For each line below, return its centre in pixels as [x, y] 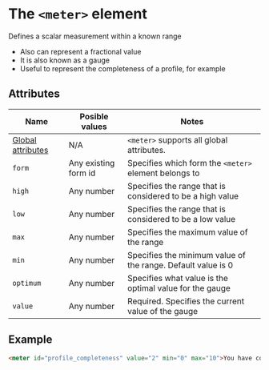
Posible [94, 116]
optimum [27, 283]
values [94, 127]
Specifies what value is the [177, 278]
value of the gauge [163, 311]
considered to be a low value [181, 219]
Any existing [92, 163]
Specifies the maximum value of [187, 231]
